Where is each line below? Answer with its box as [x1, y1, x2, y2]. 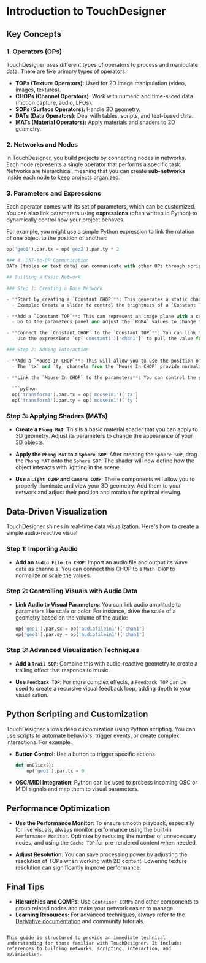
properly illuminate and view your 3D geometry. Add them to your [15, 482, 181, 489]
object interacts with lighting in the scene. [15, 464, 121, 471]
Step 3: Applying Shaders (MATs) [6, 412, 108, 421]
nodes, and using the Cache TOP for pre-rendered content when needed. [15, 839, 197, 846]
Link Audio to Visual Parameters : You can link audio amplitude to [15, 600, 181, 608]
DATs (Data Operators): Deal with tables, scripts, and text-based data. [15, 112, 194, 119]
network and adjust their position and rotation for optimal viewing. [15, 489, 182, 496]
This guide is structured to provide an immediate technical [6, 935, 166, 941]
